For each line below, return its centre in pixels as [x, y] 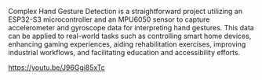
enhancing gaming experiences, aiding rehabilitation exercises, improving [127, 44]
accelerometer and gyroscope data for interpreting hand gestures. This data [131, 28]
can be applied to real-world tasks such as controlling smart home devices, [130, 36]
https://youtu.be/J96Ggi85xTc [57, 68]
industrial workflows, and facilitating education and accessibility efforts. [124, 52]
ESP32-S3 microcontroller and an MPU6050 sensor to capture [109, 19]
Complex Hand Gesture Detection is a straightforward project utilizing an [126, 11]
